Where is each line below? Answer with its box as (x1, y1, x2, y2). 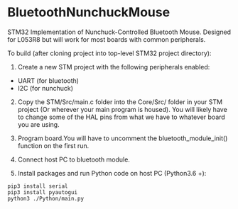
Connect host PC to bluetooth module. (17, 155, 130, 164)
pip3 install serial (7, 182, 69, 190)
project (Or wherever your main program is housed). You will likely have (17, 105, 227, 113)
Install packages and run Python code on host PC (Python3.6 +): (17, 169, 207, 177)
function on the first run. (17, 141, 90, 149)
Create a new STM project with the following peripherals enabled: (17, 62, 210, 71)
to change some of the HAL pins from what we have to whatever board (17, 113, 225, 121)
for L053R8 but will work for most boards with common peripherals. (7, 35, 206, 43)
